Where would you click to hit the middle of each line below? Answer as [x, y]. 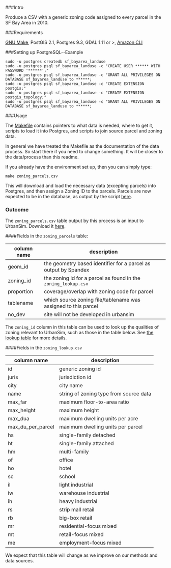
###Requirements [24, 32]
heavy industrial [78, 501]
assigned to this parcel [71, 306]
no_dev [17, 314]
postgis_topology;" [26, 97]
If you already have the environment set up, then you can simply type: [78, 167]
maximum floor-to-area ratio [94, 402]
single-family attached [87, 444]
